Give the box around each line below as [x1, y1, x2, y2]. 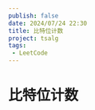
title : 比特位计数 [8, 26, 64, 35]
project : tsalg [8, 34, 59, 43]
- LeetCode [11, 49, 48, 57]
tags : [8, 42, 26, 50]
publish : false [8, 11, 59, 20]
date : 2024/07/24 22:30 [8, 19, 88, 27]
